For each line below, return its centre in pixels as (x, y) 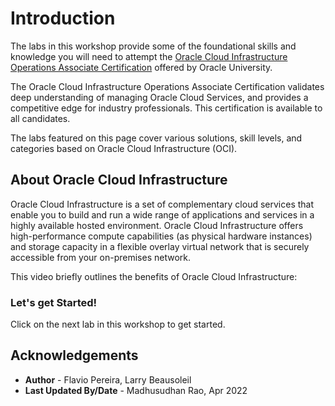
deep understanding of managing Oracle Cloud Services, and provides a (159, 97)
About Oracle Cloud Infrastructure (119, 180)
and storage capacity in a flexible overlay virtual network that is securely (160, 246)
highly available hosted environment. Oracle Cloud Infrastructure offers (157, 225)
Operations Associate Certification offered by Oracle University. (141, 67)
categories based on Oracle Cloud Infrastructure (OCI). (124, 148)
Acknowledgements (74, 355)
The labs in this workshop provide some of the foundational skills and (153, 46)
